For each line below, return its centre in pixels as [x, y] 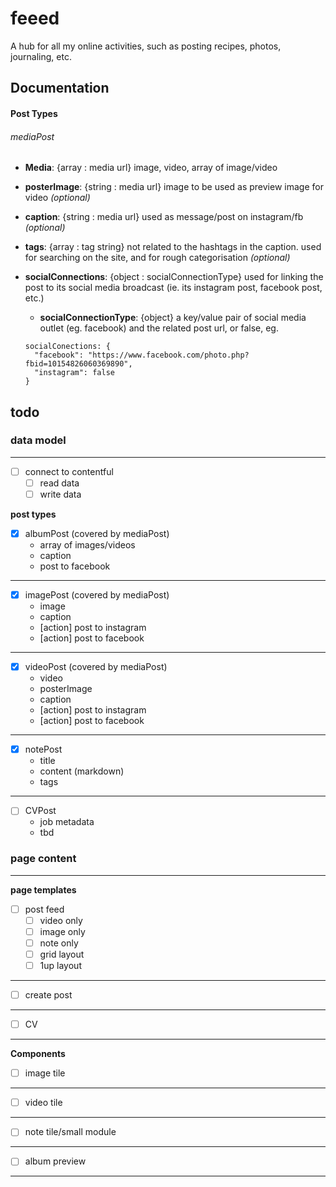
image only [62, 931]
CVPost [40, 811]
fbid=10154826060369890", [78, 364]
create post [48, 994]
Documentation [60, 88]
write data [60, 494]
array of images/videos [87, 545]
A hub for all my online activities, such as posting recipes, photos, [146, 46]
